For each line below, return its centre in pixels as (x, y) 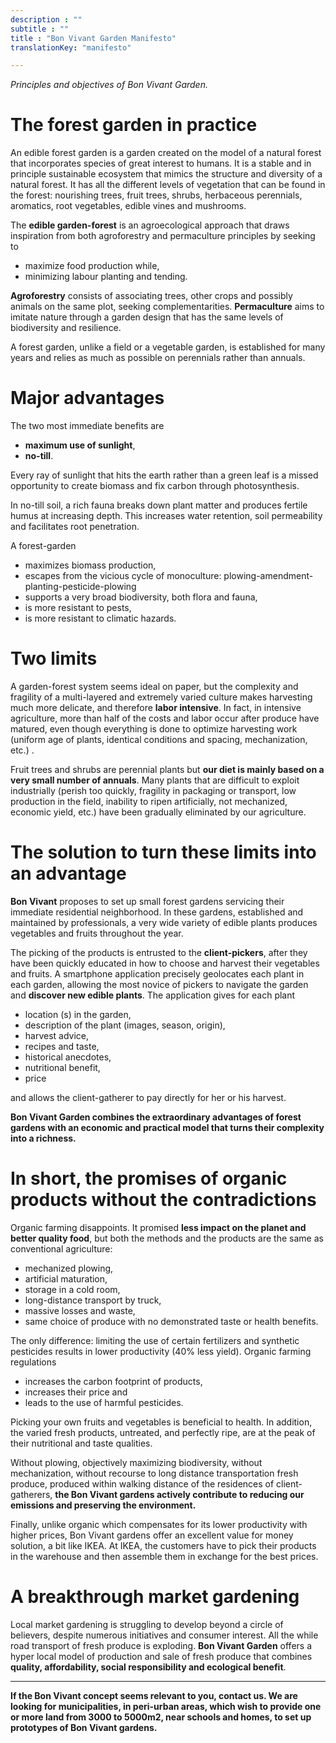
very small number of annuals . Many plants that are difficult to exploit (155, 780)
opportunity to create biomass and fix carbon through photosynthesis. (155, 486)
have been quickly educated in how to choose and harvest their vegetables (165, 963)
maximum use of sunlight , (80, 445)
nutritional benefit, (62, 1067)
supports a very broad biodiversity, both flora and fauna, (141, 597)
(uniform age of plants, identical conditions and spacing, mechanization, (159, 740)
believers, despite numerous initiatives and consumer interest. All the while (164, 1635)
